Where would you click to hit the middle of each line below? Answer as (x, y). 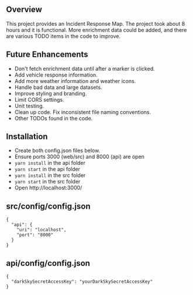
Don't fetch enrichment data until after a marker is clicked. (85, 68)
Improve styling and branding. (51, 93)
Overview (24, 10)
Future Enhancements (47, 55)
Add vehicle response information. (56, 75)
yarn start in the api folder (47, 169)
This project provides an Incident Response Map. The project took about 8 (96, 23)
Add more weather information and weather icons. (75, 81)
